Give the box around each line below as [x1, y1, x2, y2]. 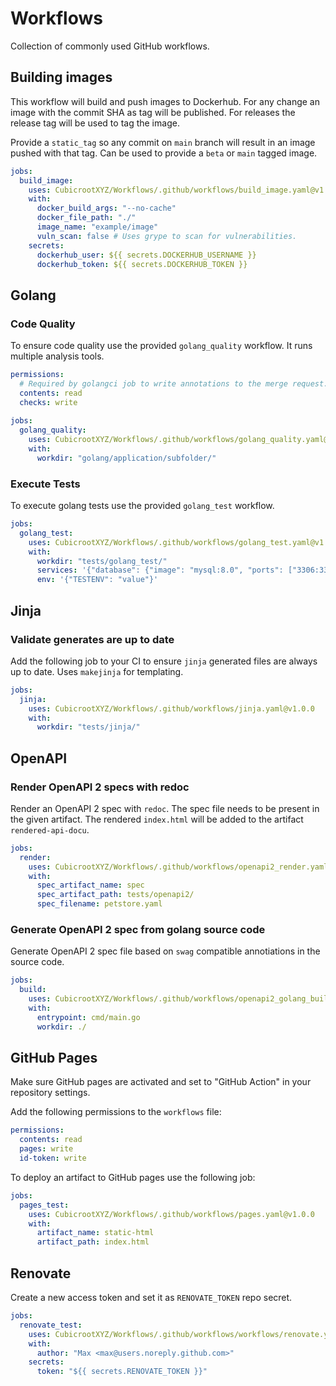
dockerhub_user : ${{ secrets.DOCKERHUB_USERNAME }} [36, 250, 257, 260]
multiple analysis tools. [10, 350, 105, 362]
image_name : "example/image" [36, 222, 159, 232]
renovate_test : [19, 1320, 83, 1330]
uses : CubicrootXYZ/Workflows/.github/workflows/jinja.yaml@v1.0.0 [28, 703, 315, 714]
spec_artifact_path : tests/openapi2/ [36, 890, 195, 900]
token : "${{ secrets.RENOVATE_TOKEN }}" [36, 1367, 208, 1377]
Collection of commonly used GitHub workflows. [10, 40, 210, 52]
